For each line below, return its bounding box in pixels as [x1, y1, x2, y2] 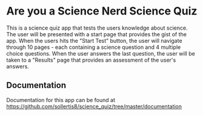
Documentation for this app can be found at [6, 96, 115, 103]
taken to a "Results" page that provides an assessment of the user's [6, 56, 176, 63]
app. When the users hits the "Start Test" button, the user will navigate [6, 37, 183, 44]
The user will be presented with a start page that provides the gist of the [6, 30, 187, 37]
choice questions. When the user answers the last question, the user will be [6, 50, 195, 57]
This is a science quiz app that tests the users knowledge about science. [6, 24, 188, 31]
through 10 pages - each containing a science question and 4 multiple [6, 43, 181, 51]
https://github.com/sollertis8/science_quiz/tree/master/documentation [6, 103, 182, 110]
